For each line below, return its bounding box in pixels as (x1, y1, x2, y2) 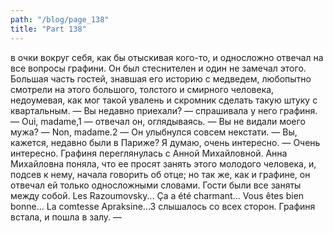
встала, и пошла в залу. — (10, 211, 123, 223)
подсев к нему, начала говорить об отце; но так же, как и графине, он (10, 168, 311, 180)
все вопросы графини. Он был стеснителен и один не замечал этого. (10, 62, 307, 74)
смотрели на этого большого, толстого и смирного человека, (10, 83, 275, 95)
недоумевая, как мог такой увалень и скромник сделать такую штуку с (10, 94, 318, 106)
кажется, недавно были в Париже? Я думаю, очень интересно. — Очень (10, 136, 321, 148)
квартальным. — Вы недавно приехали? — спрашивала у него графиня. (10, 104, 318, 116)
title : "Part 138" (10, 24, 87, 34)
